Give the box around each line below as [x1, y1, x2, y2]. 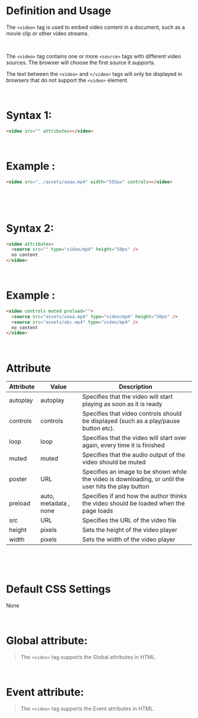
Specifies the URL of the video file [82, 517, 177, 525]
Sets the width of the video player [82, 535, 176, 544]
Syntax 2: [6, 221, 54, 235]
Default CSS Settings [6, 583, 111, 596]
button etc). [82, 424, 115, 432]
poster [9, 475, 28, 484]
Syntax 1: [6, 109, 52, 122]
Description [118, 383, 153, 391]
